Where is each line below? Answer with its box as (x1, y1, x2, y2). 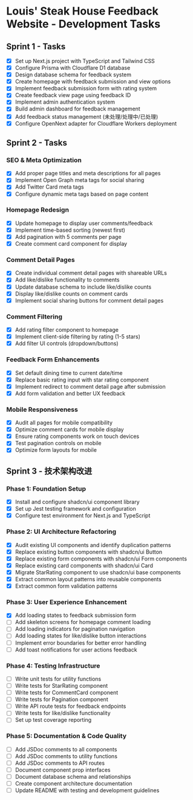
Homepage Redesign (6, 206, 70, 214)
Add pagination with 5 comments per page (15, 233, 122, 240)
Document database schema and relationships (15, 773, 131, 780)
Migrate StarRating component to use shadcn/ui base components (15, 568, 182, 576)
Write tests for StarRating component (15, 682, 108, 689)
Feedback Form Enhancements (6, 355, 100, 364)
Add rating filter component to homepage (15, 326, 119, 334)
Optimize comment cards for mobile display (15, 426, 124, 433)
